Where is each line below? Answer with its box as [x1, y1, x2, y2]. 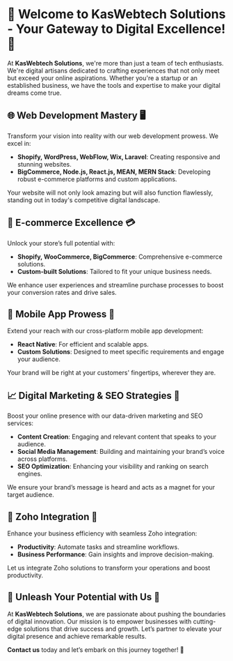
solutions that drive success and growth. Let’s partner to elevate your [23, 624, 223, 633]
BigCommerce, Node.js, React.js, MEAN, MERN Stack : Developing [17, 167, 211, 176]
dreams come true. [7, 89, 62, 97]
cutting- [193, 617, 216, 625]
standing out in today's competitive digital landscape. [7, 195, 161, 204]
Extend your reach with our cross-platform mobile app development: [7, 327, 204, 335]
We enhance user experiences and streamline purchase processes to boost [7, 280, 224, 289]
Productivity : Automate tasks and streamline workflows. [17, 543, 179, 551]
